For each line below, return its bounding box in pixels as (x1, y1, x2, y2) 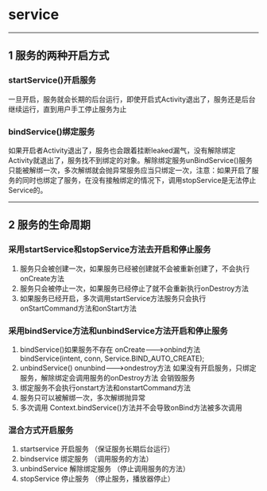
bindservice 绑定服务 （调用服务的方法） (19, 454, 153, 464)
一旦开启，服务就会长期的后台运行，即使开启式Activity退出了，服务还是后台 (8, 94, 256, 104)
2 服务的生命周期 (8, 218, 91, 232)
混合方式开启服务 (8, 424, 74, 435)
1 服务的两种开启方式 (8, 49, 110, 63)
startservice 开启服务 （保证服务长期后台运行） (19, 444, 175, 454)
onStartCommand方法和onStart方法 (19, 303, 137, 313)
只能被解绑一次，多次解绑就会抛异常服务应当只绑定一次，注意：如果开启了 (8, 165, 252, 175)
